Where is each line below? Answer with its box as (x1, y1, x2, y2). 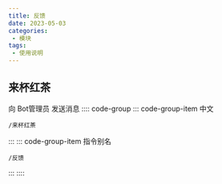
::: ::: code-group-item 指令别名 (8, 136, 112, 145)
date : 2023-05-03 (8, 19, 67, 27)
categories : (8, 27, 48, 35)
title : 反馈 (8, 11, 46, 20)
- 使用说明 (11, 49, 44, 57)
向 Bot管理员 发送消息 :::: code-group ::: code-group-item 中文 (8, 104, 214, 113)
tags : (8, 42, 26, 50)
